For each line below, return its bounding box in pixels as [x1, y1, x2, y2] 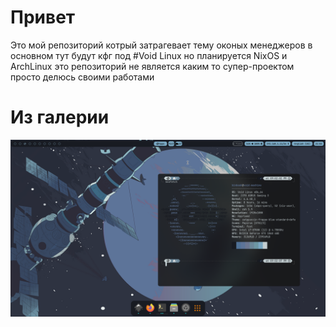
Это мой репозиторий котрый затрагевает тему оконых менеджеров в [10, 39, 313, 51]
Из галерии [10, 106, 110, 129]
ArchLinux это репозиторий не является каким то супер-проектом [10, 60, 295, 72]
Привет [10, 6, 76, 29]
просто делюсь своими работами [10, 71, 155, 83]
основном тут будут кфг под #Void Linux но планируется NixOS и [10, 49, 288, 61]
